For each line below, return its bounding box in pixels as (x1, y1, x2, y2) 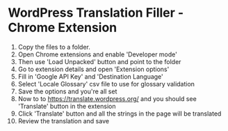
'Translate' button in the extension (17, 102, 116, 110)
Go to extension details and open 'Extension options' (17, 65, 170, 73)
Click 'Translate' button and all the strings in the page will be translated (17, 109, 222, 118)
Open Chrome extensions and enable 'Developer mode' (17, 50, 178, 59)
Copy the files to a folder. (17, 43, 91, 51)
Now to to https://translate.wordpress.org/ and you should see (17, 94, 197, 102)
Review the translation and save (17, 116, 110, 125)
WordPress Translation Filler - (8, 5, 184, 21)
